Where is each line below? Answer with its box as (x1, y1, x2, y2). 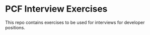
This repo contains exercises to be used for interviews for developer (5, 19, 145, 25)
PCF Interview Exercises (5, 3, 108, 15)
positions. (5, 24, 25, 30)
